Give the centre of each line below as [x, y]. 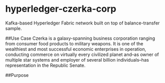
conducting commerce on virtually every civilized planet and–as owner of [82, 54]
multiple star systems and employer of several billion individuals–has [77, 60]
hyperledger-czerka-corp [61, 9]
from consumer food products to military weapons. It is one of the [74, 43]
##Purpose [17, 75]
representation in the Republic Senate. [45, 65]
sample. [13, 28]
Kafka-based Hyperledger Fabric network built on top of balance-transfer [82, 23]
